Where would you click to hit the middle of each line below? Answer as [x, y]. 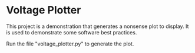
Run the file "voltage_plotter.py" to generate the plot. [70, 44]
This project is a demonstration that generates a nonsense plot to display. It [97, 26]
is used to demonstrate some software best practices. [72, 32]
